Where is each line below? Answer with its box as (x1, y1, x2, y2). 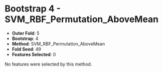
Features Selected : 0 (11, 51, 56, 57)
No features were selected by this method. (4, 61, 92, 67)
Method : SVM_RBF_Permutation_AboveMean (11, 40, 105, 46)
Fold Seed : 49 (11, 46, 41, 52)
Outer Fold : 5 (11, 30, 39, 36)
